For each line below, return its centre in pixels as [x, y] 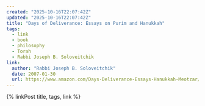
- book [20, 40]
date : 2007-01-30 [34, 74]
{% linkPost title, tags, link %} [44, 97]
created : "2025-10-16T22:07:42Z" [49, 12]
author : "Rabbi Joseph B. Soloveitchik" [64, 68]
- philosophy [28, 46]
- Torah [22, 51]
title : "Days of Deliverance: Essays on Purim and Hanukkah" [86, 23]
